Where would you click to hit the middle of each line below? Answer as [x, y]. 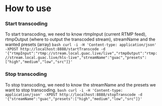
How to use [28, 9]
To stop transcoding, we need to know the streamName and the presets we [81, 85]
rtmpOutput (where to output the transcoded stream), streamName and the [80, 39]
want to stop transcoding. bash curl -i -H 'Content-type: [64, 90]
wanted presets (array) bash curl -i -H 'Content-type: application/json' [81, 45]
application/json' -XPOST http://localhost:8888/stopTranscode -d [74, 95]
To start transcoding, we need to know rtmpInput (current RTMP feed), [76, 34]
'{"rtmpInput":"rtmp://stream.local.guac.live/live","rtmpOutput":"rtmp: [81, 53]
